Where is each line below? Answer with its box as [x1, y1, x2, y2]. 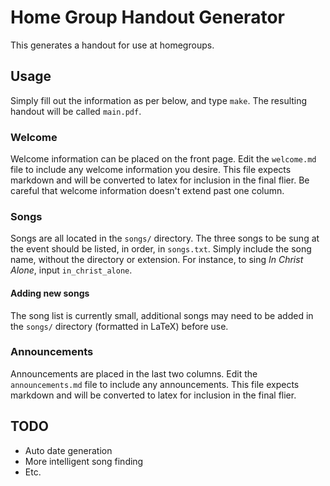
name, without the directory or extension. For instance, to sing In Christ [10, 254, 304, 266]
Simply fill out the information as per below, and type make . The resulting [10, 94, 308, 106]
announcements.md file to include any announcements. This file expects [10, 378, 300, 390]
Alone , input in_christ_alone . [10, 264, 133, 276]
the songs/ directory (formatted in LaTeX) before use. [10, 320, 229, 332]
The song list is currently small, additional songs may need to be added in [10, 309, 314, 321]
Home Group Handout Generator [10, 6, 285, 29]
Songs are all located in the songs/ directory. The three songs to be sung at [10, 232, 320, 245]
